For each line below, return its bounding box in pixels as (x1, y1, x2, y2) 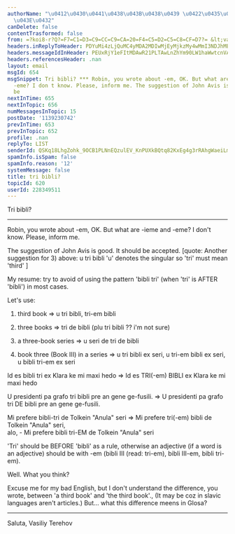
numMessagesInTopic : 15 (7, 108, 77, 115)
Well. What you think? (7, 470, 70, 479)
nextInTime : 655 (7, 95, 55, 102)
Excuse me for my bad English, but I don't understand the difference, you (7, 484, 218, 493)
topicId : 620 (7, 179, 45, 186)
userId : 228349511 (7, 186, 61, 193)
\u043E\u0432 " (13, 17, 55, 24)
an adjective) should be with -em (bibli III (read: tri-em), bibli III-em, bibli (7, 449, 215, 458)
